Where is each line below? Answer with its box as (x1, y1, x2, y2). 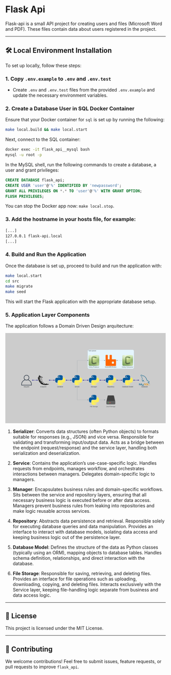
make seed (5, 289, 26, 295)
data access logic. (12, 592, 51, 598)
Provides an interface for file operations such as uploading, (12, 576, 137, 582)
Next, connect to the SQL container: (5, 137, 81, 143)
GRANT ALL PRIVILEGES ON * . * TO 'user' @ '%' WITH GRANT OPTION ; (5, 188, 142, 193)
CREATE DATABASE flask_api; (5, 178, 65, 183)
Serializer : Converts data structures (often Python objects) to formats (12, 428, 159, 434)
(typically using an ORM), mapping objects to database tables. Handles (12, 549, 162, 556)
